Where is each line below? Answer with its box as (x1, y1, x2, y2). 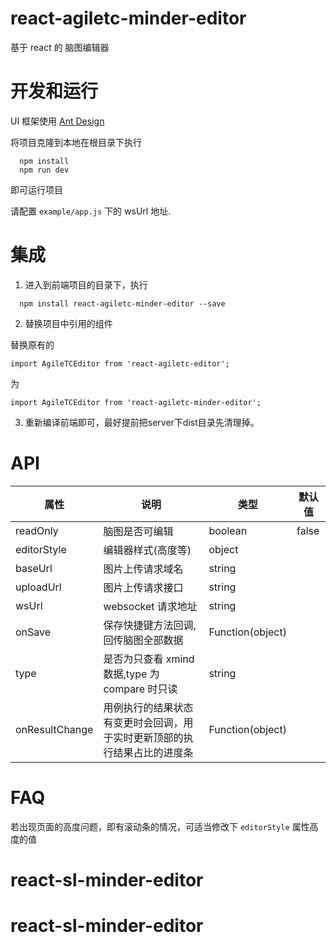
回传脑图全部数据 (103, 633, 184, 647)
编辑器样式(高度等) (103, 543, 192, 557)
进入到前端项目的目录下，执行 (24, 278, 148, 291)
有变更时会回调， (103, 715, 184, 729)
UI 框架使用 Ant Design (10, 115, 105, 127)
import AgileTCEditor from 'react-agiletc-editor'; (10, 358, 230, 369)
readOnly (15, 523, 59, 537)
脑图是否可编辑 (103, 524, 174, 538)
